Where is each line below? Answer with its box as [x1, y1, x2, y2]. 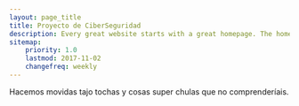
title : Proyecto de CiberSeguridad [9, 21, 141, 30]
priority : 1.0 [25, 46, 77, 55]
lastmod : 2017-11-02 [25, 54, 101, 63]
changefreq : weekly [25, 63, 98, 72]
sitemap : [9, 37, 42, 47]
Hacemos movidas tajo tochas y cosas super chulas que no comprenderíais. [9, 86, 289, 97]
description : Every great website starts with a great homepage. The [9, 29, 273, 38]
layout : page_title [9, 12, 82, 22]
